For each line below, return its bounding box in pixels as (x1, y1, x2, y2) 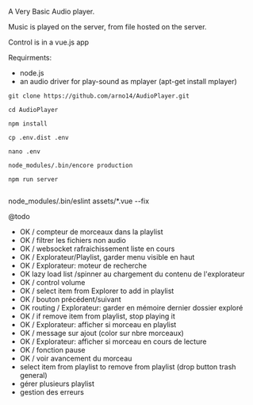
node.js (19, 68, 45, 78)
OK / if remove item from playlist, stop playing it (19, 311, 176, 321)
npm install (8, 120, 48, 128)
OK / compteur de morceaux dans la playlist (19, 227, 164, 237)
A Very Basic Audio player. (8, 7, 95, 16)
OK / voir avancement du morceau (19, 353, 132, 363)
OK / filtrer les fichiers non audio (19, 236, 127, 245)
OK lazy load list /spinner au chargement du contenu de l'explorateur (19, 269, 245, 279)
